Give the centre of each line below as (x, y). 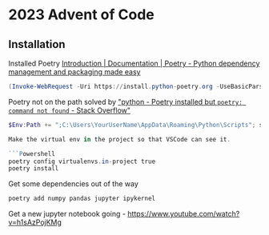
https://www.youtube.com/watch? (184, 214)
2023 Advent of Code (81, 15)
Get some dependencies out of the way (73, 184)
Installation (37, 44)
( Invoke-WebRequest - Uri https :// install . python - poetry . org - (114, 86)
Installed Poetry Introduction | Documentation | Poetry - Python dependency (134, 63)
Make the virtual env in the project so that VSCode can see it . (119, 139)
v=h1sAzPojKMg (35, 222)
